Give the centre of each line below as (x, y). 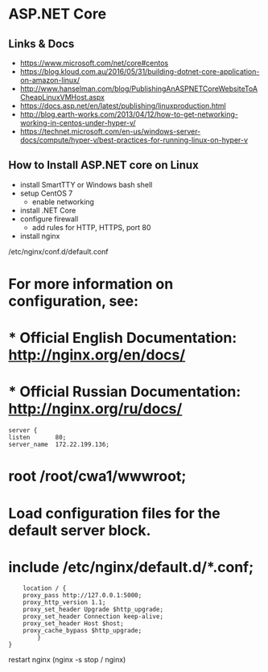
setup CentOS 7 (46, 193)
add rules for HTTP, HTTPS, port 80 (91, 227)
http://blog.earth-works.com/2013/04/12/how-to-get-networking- (129, 114)
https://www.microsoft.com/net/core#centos (94, 63)
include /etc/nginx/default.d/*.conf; (131, 567)
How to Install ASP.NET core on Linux (103, 165)
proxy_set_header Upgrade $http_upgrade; (93, 610)
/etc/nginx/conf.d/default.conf (58, 251)
